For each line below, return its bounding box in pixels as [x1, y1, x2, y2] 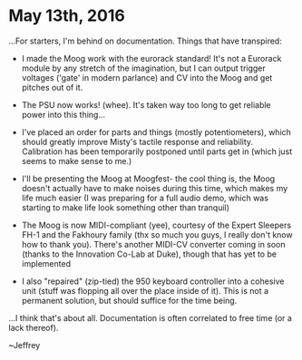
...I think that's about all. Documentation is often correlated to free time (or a [8, 312, 292, 323]
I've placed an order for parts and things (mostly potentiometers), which [21, 126, 292, 137]
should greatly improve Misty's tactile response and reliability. [21, 136, 254, 147]
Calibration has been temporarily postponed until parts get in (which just [21, 146, 293, 157]
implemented [21, 258, 72, 268]
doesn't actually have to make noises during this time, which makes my [21, 182, 288, 193]
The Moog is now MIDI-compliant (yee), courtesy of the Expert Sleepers [21, 219, 292, 230]
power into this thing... [21, 109, 106, 120]
